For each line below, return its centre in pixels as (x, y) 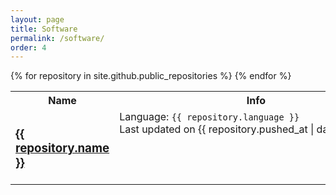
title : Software (44, 29)
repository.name (62, 148)
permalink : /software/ (57, 38)
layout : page (37, 19)
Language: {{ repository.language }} (209, 117)
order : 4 (28, 47)
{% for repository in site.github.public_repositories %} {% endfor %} (151, 76)
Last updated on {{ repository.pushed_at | (217, 129)
